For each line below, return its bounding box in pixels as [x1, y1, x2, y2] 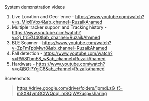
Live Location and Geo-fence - [11, 14, 74, 19]
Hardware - [11, 61, 35, 67]
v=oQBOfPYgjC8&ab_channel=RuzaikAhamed [11, 66, 105, 72]
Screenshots [4, 76, 30, 81]
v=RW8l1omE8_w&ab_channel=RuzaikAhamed [11, 56, 106, 61]
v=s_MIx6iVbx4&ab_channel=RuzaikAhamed [11, 19, 103, 25]
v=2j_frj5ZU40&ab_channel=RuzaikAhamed [11, 34, 100, 40]
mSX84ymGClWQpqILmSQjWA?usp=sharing [16, 91, 107, 96]
